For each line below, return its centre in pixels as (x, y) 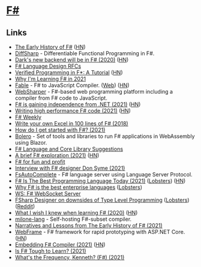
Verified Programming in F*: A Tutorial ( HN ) (69, 72)
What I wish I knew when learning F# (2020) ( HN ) (76, 213)
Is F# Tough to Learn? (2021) (50, 251)
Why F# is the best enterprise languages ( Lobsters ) (79, 187)
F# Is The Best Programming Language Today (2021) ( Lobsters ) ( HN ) (100, 181)
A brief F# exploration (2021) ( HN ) (57, 155)
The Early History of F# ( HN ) (50, 47)
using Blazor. (31, 142)
